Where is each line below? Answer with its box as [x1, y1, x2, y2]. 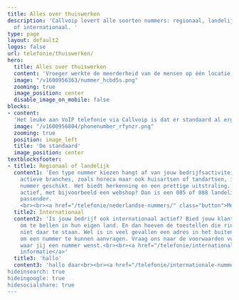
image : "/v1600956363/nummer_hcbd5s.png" [14, 76, 139, 84]
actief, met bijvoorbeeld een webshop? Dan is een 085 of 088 [20, 189, 208, 196]
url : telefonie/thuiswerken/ [7, 50, 94, 58]
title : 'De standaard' [14, 143, 81, 150]
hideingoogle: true [7, 274, 65, 282]
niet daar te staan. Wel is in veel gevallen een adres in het [20, 228, 212, 235]
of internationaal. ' [14, 23, 78, 31]
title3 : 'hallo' [14, 255, 62, 262]
